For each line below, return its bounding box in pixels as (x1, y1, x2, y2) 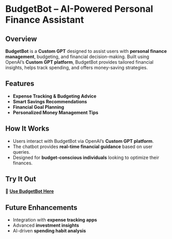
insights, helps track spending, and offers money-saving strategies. (5, 65, 148, 70)
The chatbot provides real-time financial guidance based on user (12, 143, 153, 150)
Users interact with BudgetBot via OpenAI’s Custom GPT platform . (12, 138, 154, 144)
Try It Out (5, 175, 36, 183)
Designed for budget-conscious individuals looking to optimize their (12, 154, 159, 160)
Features (5, 79, 34, 88)
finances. (12, 160, 33, 166)
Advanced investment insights (12, 222, 80, 229)
